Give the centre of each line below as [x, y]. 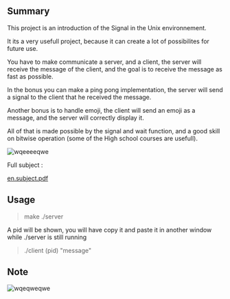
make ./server [44, 217]
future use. [23, 48]
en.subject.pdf [28, 178]
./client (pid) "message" [57, 250]
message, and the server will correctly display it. [76, 118]
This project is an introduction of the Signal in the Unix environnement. [107, 27]
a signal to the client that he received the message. [79, 97]
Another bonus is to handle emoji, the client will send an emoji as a [101, 110]
